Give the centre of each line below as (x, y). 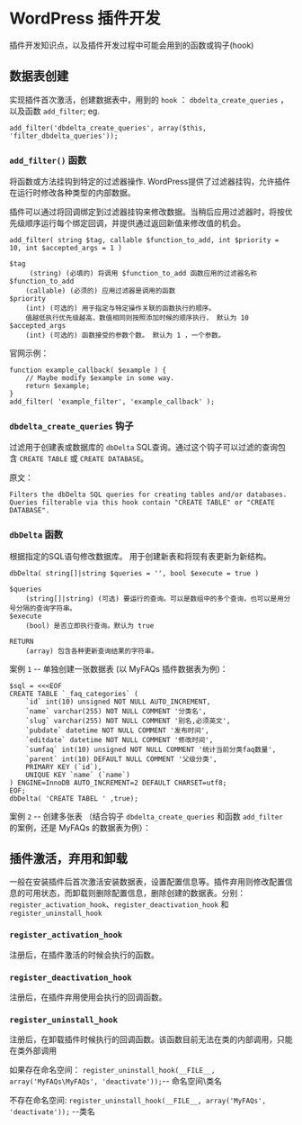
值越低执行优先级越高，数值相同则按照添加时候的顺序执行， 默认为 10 (137, 318)
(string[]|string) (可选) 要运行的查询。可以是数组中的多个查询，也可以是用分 (158, 599)
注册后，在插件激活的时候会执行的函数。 (84, 955)
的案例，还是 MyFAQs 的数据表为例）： (80, 827)
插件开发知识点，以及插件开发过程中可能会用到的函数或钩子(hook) (132, 45)
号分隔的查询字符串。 (43, 608)
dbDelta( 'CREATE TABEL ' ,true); (74, 798)
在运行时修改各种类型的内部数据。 (72, 193)
